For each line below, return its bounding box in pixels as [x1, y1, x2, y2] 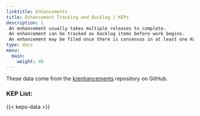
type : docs [6, 42, 33, 48]
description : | [6, 20, 44, 26]
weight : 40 [17, 58, 44, 64]
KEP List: [6, 90, 33, 98]
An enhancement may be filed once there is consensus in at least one [8, 36, 187, 42]
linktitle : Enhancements [6, 8, 68, 15]
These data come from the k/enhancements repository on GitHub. [6, 75, 168, 82]
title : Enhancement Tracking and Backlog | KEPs [6, 14, 129, 20]
